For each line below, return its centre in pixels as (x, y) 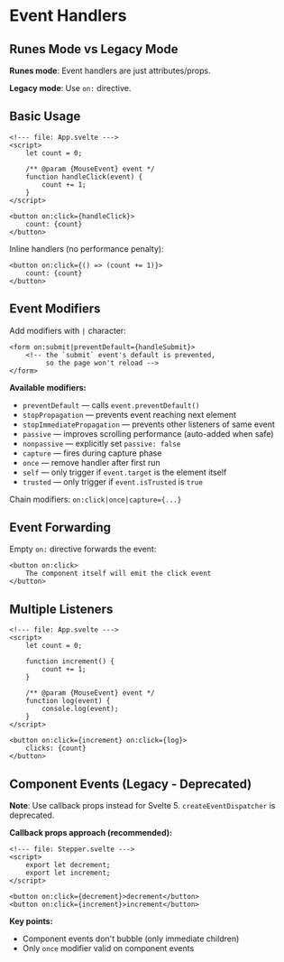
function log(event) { (68, 701)
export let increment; (68, 873)
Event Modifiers (55, 309)
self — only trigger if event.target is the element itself (124, 472)
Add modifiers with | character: (68, 330)
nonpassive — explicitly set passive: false (101, 443)
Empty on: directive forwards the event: (83, 549)
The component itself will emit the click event (119, 574)
